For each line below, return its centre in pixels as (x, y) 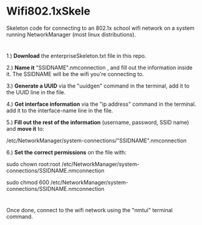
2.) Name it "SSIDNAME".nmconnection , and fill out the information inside (99, 67)
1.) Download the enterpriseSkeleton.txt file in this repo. (76, 56)
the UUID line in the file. (36, 92)
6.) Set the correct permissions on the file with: (66, 153)
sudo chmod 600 (28, 182)
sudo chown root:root (33, 164)
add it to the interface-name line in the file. (60, 111)
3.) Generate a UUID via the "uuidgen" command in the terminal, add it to (98, 86)
